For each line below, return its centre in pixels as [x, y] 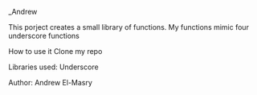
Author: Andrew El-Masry [50, 83]
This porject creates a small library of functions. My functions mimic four [128, 27]
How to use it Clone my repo [55, 51]
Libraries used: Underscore [53, 67]
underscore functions [44, 36]
